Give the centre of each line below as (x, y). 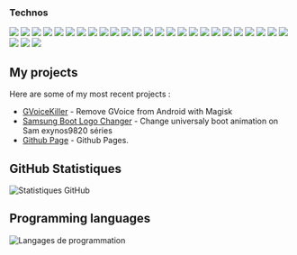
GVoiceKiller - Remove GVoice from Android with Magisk (127, 112)
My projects (44, 73)
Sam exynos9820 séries (67, 131)
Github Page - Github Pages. (75, 141)
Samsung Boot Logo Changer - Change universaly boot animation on (150, 121)
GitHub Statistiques (66, 168)
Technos (29, 13)
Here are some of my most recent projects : (90, 94)
